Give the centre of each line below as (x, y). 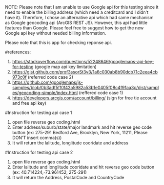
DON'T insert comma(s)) (37, 138)
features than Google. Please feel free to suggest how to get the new (74, 28)
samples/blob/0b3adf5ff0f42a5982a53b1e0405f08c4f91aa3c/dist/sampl (85, 87)
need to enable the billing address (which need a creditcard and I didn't (77, 12)
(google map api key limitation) (65, 67)
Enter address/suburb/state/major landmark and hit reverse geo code (82, 127)
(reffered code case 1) (101, 93)
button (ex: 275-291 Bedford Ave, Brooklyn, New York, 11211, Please (80, 132)
